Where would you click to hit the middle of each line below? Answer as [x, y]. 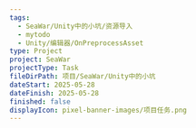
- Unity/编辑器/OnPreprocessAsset [81, 43]
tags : [20, 18]
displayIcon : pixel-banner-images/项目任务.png [98, 110]
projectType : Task [44, 69]
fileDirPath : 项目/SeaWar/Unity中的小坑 [83, 77]
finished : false [40, 101]
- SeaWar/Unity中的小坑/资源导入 [75, 26]
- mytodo [34, 34]
